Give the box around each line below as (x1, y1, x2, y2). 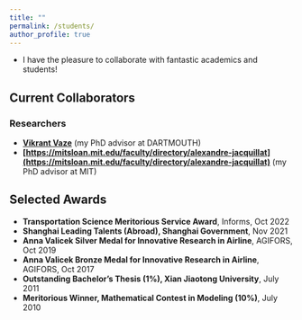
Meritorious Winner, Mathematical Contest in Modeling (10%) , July (22, 292, 278, 303)
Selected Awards (9, 192, 107, 208)
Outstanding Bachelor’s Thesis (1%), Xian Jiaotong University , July (22, 273, 279, 284)
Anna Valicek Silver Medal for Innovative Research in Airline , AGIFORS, (22, 235, 293, 245)
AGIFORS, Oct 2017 (22, 263, 95, 274)
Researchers (9, 117, 67, 129)
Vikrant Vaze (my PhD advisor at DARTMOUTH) (22, 138, 201, 148)
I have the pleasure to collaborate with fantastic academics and (22, 55, 259, 66)
